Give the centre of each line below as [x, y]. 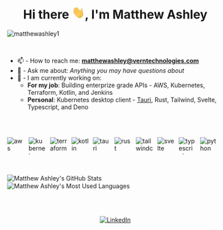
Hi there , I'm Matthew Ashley [115, 15]
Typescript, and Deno [58, 107]
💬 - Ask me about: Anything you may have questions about [101, 70]
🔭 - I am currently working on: [59, 78]
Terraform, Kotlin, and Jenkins [70, 92]
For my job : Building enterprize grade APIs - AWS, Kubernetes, [116, 85]
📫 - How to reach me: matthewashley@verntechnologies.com [108, 60]
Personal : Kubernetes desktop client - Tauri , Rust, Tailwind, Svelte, [122, 100]
